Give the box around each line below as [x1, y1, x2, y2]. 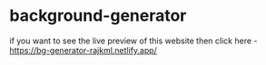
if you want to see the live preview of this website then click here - [9, 35, 258, 46]
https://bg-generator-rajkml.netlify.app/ [9, 44, 157, 55]
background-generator [9, 5, 187, 26]
